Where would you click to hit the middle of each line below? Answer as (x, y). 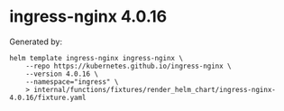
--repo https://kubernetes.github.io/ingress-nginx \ (128, 66)
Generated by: (36, 42)
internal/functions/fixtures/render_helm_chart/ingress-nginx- (155, 89)
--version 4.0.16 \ (62, 74)
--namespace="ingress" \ (72, 82)
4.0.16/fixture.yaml (48, 97)
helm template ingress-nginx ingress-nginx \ (96, 58)
